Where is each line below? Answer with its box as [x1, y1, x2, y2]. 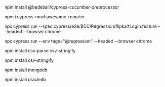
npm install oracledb [4, 77, 46, 82]
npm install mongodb [4, 67, 48, 73]
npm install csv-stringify [4, 57, 54, 63]
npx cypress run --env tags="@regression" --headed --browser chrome [4, 38, 152, 44]
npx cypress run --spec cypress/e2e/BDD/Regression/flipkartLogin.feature [4, 23, 157, 29]
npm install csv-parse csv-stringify [4, 48, 76, 53]
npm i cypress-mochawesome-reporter [4, 14, 85, 19]
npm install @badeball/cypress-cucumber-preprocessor [4, 4, 120, 10]
